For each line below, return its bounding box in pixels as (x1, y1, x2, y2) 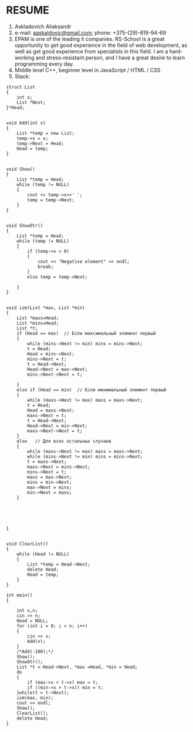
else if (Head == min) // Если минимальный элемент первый (16, 387, 167, 393)
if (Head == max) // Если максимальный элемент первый (16, 330, 157, 336)
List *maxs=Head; (16, 315, 59, 321)
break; (37, 263, 54, 270)
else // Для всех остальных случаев (16, 438, 111, 444)
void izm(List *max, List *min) (6, 304, 85, 311)
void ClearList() (6, 541, 49, 547)
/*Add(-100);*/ (16, 649, 54, 655)
